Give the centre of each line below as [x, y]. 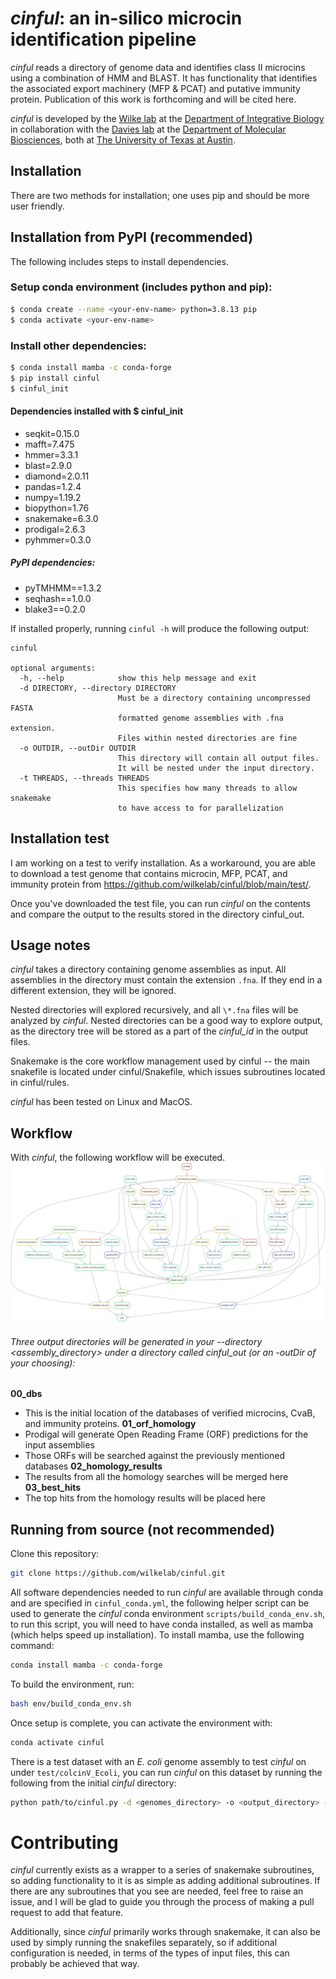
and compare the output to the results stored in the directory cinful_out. [157, 914]
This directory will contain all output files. [218, 758]
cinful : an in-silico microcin [126, 18]
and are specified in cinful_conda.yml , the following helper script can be [160, 1603]
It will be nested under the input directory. [216, 768]
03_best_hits [53, 1488]
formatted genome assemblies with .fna [200, 718]
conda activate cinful [57, 1742]
